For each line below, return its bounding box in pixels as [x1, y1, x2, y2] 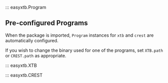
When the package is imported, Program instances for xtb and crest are [5, 32, 154, 38]
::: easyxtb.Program [5, 5, 47, 10]
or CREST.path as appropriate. [5, 52, 67, 58]
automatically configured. [5, 37, 59, 43]
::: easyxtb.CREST [5, 72, 43, 78]
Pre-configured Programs [5, 19, 88, 27]
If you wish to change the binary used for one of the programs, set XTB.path [5, 47, 163, 53]
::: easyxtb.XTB [5, 62, 37, 68]
